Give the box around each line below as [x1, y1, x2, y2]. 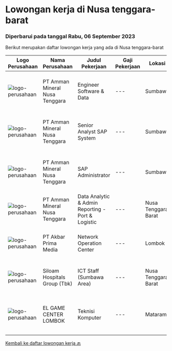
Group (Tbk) [42, 280, 73, 287]
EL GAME [42, 304, 66, 311]
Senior [77, 122, 94, 129]
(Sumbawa [77, 274, 104, 281]
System [77, 134, 96, 142]
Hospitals [42, 274, 66, 281]
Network [77, 233, 99, 241]
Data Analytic [77, 193, 110, 200]
